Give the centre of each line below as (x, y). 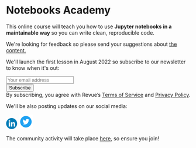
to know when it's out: (33, 68)
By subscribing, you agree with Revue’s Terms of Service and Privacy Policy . (98, 95)
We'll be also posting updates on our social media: (67, 106)
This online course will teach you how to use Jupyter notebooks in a (89, 26)
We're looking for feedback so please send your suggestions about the (92, 44)
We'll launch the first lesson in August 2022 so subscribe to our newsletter (96, 62)
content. (16, 50)
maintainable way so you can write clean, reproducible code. (80, 32)
